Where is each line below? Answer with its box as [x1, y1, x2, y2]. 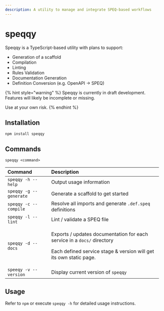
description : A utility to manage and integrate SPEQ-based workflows [5, 7, 152, 12]
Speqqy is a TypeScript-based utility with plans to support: [5, 45, 123, 51]
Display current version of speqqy [51, 269, 127, 276]
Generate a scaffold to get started [51, 190, 129, 197]
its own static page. [51, 254, 96, 261]
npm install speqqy [5, 131, 45, 136]
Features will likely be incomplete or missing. [5, 95, 95, 101]
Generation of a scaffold [12, 54, 61, 60]
